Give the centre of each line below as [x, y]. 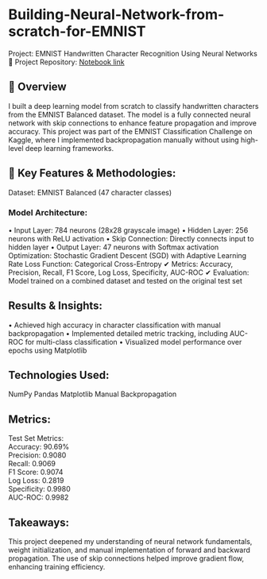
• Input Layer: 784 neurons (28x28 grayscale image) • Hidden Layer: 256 [128, 230]
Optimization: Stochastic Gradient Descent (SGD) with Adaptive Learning [128, 255]
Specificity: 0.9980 [40, 489]
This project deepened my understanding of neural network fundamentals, [130, 542]
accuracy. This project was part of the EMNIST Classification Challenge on [130, 131]
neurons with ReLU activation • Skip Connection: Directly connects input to [131, 238]
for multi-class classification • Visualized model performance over [133, 342]
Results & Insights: [56, 306]
